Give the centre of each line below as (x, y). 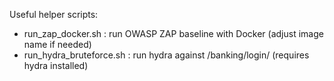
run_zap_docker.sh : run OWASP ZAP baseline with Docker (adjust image (173, 33)
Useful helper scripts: (54, 14)
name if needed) (57, 44)
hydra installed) (56, 65)
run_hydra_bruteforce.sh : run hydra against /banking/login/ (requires (166, 55)
